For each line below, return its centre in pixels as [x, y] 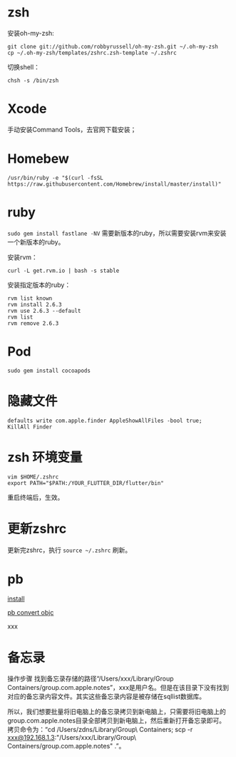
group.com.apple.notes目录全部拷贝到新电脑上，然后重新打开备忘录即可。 [117, 721]
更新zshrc [37, 528]
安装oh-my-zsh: [31, 33]
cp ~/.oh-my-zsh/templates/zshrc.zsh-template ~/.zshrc [92, 53]
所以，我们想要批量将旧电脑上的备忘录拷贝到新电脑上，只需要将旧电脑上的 [117, 712]
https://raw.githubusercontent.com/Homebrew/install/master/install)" [114, 184]
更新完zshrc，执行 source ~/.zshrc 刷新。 [70, 550]
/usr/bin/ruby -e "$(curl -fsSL [55, 178]
